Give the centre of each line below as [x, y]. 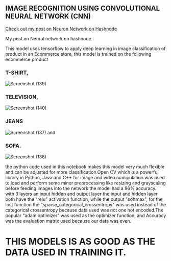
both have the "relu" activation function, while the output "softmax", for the [84, 199]
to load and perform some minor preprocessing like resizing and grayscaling [86, 183]
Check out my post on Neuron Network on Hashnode [61, 29]
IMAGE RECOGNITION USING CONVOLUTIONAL [83, 8]
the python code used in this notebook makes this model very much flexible [85, 167]
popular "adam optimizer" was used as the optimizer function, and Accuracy [86, 216]
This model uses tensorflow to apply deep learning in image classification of [86, 49]
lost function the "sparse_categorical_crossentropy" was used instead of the [86, 205]
